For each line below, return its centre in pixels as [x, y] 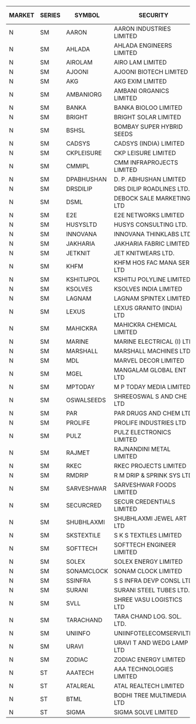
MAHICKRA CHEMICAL [145, 325]
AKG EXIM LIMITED [140, 81]
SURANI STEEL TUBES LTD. [152, 590]
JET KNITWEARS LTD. [144, 253]
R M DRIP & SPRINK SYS [147, 475]
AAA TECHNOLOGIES [143, 669]
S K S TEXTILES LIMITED [148, 535]
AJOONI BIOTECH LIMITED [151, 72]
